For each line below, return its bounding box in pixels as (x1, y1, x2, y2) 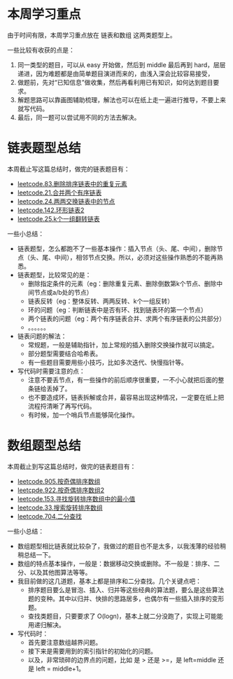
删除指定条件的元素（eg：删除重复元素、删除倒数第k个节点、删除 (27, 279, 217, 288)
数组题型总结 (7, 438, 82, 454)
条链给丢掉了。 (27, 384, 71, 393)
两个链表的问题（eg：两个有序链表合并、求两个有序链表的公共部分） (27, 314, 226, 323)
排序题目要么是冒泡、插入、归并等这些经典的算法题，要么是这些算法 (27, 585, 225, 594)
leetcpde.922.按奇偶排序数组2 (17, 486, 105, 494)
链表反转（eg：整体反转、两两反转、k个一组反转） (27, 297, 174, 305)
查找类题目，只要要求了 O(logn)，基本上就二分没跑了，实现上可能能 (27, 612, 224, 620)
